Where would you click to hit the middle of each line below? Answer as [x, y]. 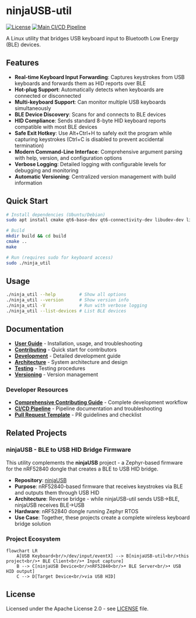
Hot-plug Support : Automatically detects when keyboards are [89, 90]
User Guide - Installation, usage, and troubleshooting [78, 343]
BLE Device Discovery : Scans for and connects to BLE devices [90, 114]
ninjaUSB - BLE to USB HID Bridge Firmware [69, 450]
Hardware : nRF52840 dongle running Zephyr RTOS [76, 511]
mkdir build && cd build [36, 236]
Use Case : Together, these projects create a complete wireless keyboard [102, 517]
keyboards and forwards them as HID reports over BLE [80, 83]
